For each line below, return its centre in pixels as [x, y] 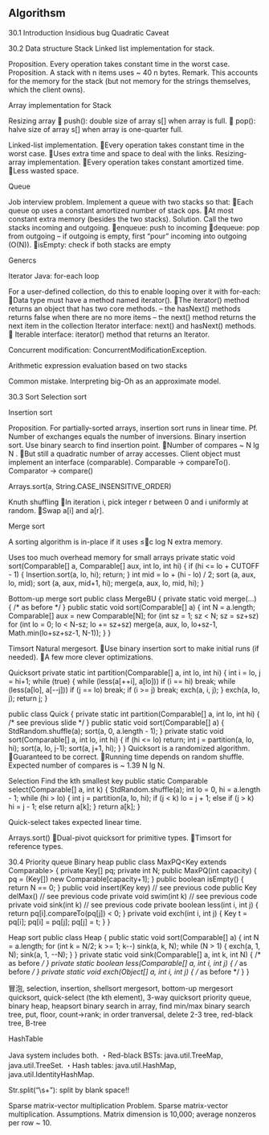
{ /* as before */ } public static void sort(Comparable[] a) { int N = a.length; [132, 607]
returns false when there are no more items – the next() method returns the [132, 317]
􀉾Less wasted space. [43, 170]
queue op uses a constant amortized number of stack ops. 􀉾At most [121, 210]
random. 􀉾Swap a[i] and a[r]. [56, 510]
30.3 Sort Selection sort [47, 396]
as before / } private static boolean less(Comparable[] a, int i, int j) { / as [128, 963]
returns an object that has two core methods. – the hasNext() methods [124, 309]
